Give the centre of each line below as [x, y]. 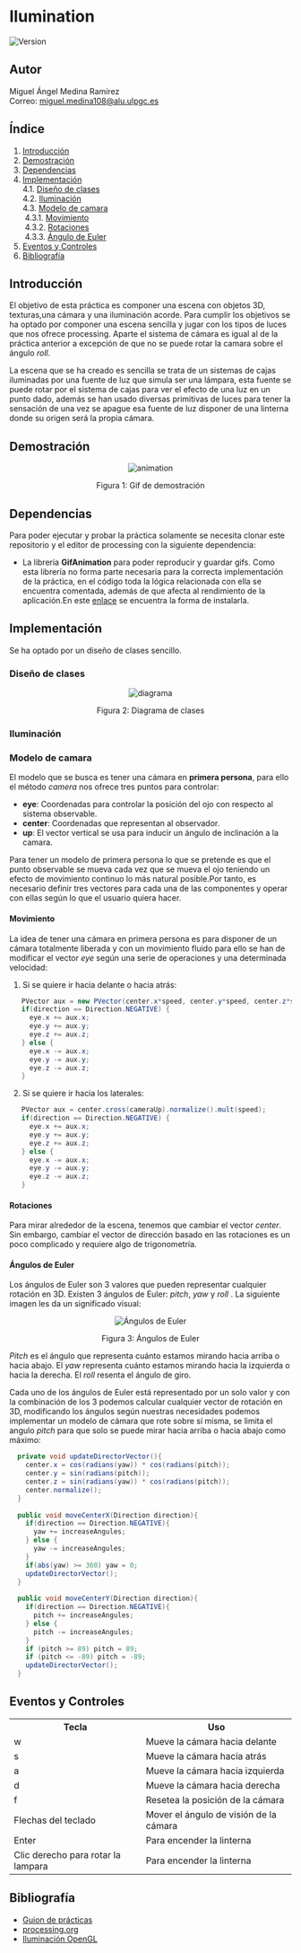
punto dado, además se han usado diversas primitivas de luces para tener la [150, 399]
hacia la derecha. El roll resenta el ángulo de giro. [100, 1375]
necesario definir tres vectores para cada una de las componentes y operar [149, 889]
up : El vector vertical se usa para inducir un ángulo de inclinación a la [150, 833]
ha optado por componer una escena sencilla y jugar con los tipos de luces [148, 324]
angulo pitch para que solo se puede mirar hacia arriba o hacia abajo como [148, 1430]
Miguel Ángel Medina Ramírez [64, 91]
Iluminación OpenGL [60, 1939]
